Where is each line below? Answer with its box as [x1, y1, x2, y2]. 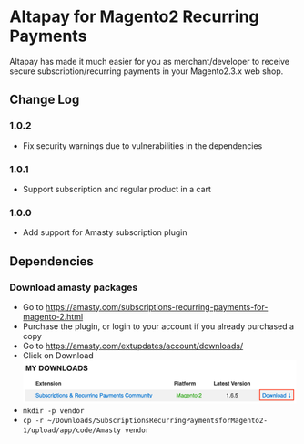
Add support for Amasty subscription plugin [22, 227, 188, 238]
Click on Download [22, 349, 94, 361]
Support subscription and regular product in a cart [22, 183, 212, 194]
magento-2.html [22, 311, 84, 322]
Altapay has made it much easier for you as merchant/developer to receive [9, 56, 289, 67]
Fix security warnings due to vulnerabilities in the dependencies [22, 139, 263, 151]
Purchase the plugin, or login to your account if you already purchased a [22, 321, 294, 332]
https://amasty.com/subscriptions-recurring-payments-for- [45, 301, 269, 312]
